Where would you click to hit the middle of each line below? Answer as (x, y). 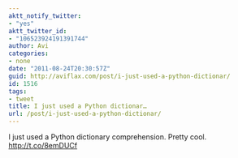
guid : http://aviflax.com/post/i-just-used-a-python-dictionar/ (119, 76)
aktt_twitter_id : (38, 31)
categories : (28, 53)
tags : (17, 91)
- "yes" (22, 23)
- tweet (22, 99)
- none (19, 62)
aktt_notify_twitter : (45, 16)
